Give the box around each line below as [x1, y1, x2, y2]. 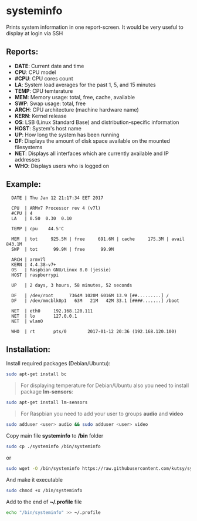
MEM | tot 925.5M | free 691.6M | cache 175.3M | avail [11, 236, 185, 242]
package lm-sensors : [20, 388, 73, 395]
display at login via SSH [6, 29, 63, 36]
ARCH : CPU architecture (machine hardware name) [14, 106, 139, 113]
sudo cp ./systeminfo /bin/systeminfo [6, 443, 101, 449]
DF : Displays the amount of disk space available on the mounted [14, 137, 170, 144]
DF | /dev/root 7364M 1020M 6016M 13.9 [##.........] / [11, 293, 169, 298]
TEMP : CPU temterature [14, 87, 73, 95]
